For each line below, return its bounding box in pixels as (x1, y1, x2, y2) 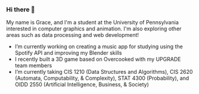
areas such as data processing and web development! (6, 32, 139, 39)
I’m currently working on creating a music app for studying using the (14, 43, 183, 50)
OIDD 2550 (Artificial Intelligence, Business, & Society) (14, 81, 149, 88)
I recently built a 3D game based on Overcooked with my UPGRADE (14, 56, 181, 63)
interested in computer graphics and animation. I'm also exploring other (6, 25, 182, 32)
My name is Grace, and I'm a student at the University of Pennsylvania (6, 19, 179, 26)
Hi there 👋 (6, 5, 36, 14)
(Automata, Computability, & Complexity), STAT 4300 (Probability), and (14, 74, 189, 82)
